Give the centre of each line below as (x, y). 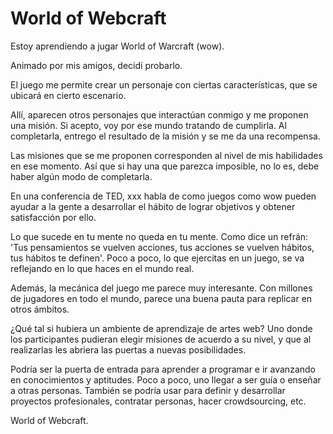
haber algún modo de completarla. (81, 176)
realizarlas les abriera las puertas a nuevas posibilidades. (128, 349)
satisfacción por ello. (53, 217)
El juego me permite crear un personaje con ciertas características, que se (164, 84)
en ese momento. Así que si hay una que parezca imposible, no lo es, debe (165, 166)
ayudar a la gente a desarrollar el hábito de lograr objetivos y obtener (153, 206)
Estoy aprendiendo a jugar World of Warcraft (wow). (117, 46)
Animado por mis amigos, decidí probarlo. (96, 65)
